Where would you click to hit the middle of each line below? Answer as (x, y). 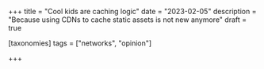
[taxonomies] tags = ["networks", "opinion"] (80, 43)
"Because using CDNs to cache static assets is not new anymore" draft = (128, 20)
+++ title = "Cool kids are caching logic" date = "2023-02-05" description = (132, 11)
